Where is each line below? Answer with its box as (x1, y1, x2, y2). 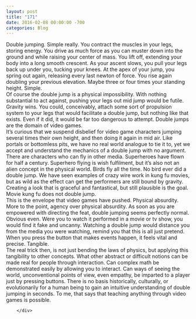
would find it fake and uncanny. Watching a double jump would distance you (6, 222, 190, 229)
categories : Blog (6, 25, 49, 31)
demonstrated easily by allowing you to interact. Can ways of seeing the (6, 265, 180, 273)
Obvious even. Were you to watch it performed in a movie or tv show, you (6, 215, 183, 223)
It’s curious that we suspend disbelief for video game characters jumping (6, 128, 182, 135)
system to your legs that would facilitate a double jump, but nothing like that (6, 110, 189, 117)
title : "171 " (6, 14, 38, 20)
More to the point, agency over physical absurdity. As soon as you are (6, 203, 175, 210)
